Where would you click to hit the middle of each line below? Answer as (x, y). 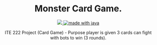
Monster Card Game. (78, 9)
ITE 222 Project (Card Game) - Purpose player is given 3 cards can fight (78, 32)
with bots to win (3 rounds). (78, 38)
